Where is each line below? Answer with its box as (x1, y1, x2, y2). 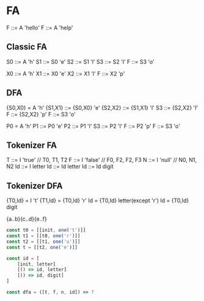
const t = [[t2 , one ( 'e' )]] (6, 244, 78, 250)
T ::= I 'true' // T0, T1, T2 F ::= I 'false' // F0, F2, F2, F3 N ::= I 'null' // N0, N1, (6, 156, 197, 164)
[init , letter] (17, 261, 56, 267)
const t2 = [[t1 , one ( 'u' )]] (6, 238, 81, 245)
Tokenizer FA (6, 140, 57, 150)
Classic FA (6, 42, 48, 52)
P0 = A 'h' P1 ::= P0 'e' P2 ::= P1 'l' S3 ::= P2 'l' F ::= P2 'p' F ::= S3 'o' (6, 122, 180, 129)
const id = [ (6, 255, 40, 261)
